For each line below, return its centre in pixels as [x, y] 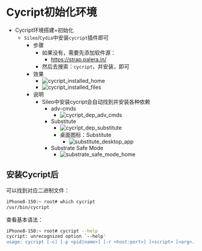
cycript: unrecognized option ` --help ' [56, 237]
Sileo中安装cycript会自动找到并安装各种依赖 [96, 101]
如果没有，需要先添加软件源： [79, 52]
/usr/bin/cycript [28, 207]
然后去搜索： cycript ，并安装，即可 [86, 66]
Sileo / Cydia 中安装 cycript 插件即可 [66, 37]
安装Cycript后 [32, 175]
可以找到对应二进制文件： [38, 190]
